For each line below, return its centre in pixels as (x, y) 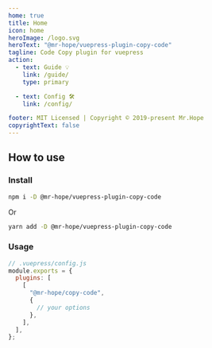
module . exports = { (40, 271)
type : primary (46, 82)
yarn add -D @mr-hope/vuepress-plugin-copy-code (90, 226)
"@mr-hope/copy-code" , (67, 293)
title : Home (28, 23)
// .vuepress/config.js (48, 263)
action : (21, 60)
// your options (64, 307)
